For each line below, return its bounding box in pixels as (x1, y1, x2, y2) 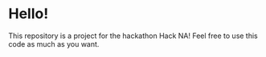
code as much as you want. (8, 39, 100, 48)
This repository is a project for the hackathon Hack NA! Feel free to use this (8, 31, 259, 40)
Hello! (8, 5, 49, 23)
